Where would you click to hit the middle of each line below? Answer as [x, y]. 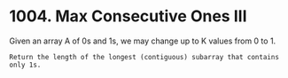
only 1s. [25, 65]
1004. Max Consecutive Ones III [128, 16]
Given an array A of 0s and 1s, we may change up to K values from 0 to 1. [143, 41]
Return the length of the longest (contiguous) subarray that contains [144, 57]
